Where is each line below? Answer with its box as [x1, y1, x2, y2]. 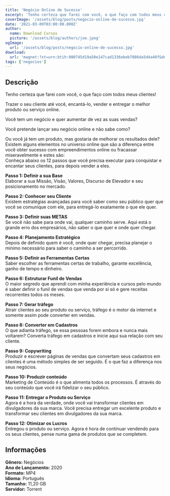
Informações [5, 446, 47, 454]
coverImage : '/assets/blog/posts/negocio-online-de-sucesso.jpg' [5, 17, 146, 22]
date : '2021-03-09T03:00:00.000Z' [5, 21, 78, 27]
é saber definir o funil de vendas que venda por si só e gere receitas [5, 286, 148, 293]
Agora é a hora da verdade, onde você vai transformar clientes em [5, 400, 144, 406]
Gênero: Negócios [5, 459, 44, 465]
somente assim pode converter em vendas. [5, 312, 96, 318]
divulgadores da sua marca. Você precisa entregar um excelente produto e [5, 405, 161, 411]
